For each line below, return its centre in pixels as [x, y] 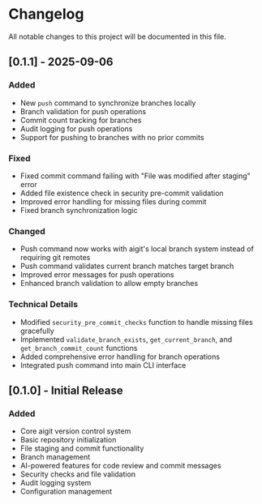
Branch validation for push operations [83, 111]
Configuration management [66, 492]
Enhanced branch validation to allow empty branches [109, 284]
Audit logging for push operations [76, 128]
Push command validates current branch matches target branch [127, 266]
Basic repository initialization [68, 440]
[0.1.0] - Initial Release [66, 390]
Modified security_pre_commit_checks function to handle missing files [136, 322]
